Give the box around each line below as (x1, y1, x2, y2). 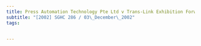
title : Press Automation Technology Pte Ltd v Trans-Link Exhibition (6, 8, 184, 15)
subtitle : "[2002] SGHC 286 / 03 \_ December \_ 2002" (6, 14, 135, 20)
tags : (6, 20, 20, 26)
